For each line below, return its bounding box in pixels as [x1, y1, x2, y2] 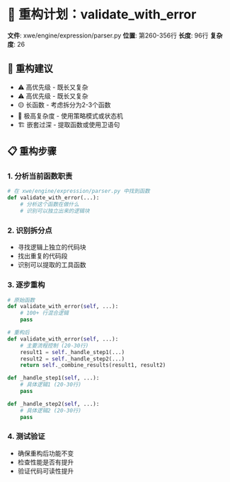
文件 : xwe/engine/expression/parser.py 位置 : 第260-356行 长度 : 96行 [7, 31, 209, 40]
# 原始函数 [7, 296, 35, 304]
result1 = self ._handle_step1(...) [20, 348, 125, 355]
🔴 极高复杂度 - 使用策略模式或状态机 [17, 111, 124, 120]
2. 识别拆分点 [7, 225, 52, 235]
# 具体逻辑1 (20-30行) [20, 381, 81, 389]
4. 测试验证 [7, 432, 45, 442]
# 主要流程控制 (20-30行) [20, 342, 89, 349]
